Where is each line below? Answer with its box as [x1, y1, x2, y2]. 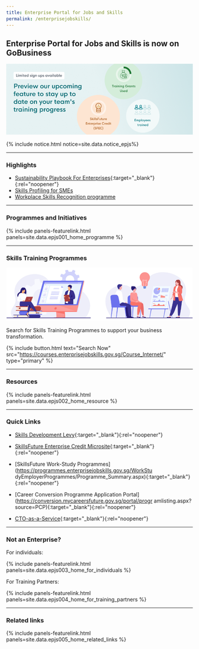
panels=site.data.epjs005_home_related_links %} [6, 636, 127, 643]
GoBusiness [6, 47, 52, 58]
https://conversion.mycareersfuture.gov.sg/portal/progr [17, 497, 153, 504]
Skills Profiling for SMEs [14, 187, 73, 194]
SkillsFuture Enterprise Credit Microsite [14, 443, 111, 450]
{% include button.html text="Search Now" [6, 345, 111, 352]
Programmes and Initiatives [6, 214, 87, 222]
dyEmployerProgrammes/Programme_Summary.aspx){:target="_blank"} [14, 473, 191, 480]
